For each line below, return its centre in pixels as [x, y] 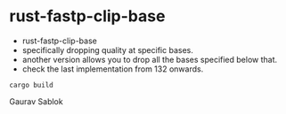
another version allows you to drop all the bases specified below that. [150, 59]
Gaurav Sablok [37, 101]
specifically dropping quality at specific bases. [107, 49]
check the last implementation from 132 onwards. [113, 69]
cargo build [31, 85]
